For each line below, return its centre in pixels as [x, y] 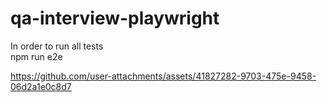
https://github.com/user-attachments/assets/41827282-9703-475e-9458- [163, 76]
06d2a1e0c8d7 [41, 86]
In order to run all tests [57, 46]
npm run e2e [36, 56]
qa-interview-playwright [115, 18]
